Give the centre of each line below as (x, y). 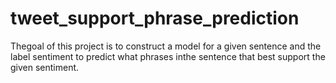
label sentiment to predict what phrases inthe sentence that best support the (168, 56)
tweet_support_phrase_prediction (155, 18)
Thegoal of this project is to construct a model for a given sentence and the (166, 46)
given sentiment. (45, 67)
